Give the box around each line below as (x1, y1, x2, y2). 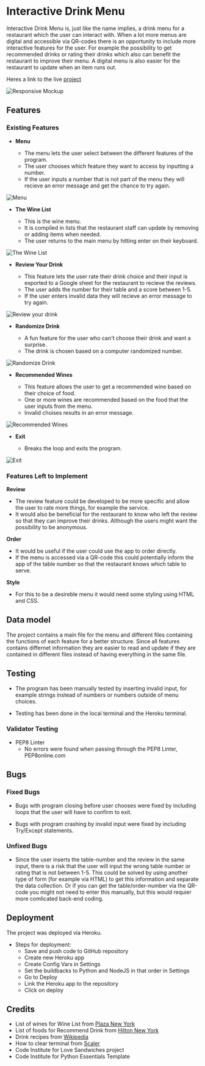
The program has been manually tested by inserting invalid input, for (15, 684, 187, 692)
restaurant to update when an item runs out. (6, 63, 117, 71)
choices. (15, 697, 37, 705)
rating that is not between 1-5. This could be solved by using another (15, 869, 188, 876)
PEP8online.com (24, 752, 66, 759)
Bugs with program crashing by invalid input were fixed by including (15, 820, 186, 828)
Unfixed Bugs (6, 842, 48, 850)
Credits (6, 1004, 35, 1015)
